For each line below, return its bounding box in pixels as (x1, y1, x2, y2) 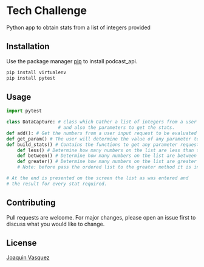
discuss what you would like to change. (6, 220, 105, 227)
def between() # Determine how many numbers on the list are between (17, 153, 197, 159)
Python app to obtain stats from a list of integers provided (6, 24, 151, 31)
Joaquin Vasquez (6, 254, 50, 262)
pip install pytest (6, 75, 56, 81)
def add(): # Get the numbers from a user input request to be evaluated (6, 130, 197, 136)
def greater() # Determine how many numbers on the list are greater (17, 159, 197, 165)
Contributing (6, 198, 56, 208)
